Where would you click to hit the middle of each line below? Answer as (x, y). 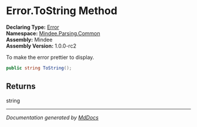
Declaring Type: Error (33, 27)
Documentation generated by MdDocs (52, 117)
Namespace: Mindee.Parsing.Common (53, 33)
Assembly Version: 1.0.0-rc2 (41, 46)
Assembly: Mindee (29, 39)
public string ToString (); (39, 68)
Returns (21, 86)
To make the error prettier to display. (50, 57)
